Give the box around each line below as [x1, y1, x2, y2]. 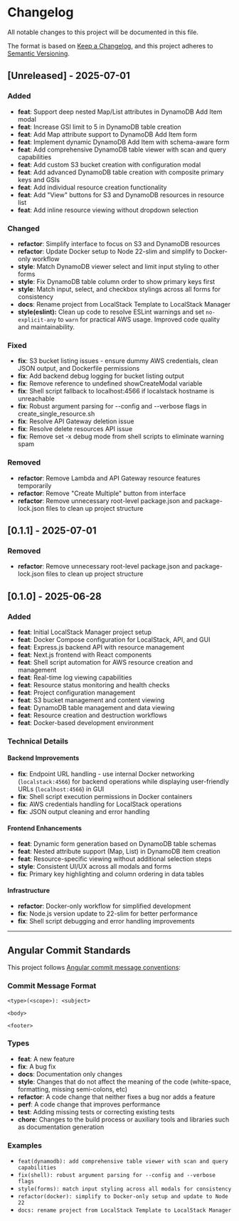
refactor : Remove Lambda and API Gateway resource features [17, 474, 201, 482]
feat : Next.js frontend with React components [17, 650, 152, 659]
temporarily [17, 481, 52, 490]
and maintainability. [17, 322, 75, 331]
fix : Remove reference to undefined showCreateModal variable [17, 379, 203, 388]
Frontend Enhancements [7, 823, 82, 832]
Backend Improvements [7, 754, 80, 762]
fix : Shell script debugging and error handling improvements [17, 917, 195, 926]
